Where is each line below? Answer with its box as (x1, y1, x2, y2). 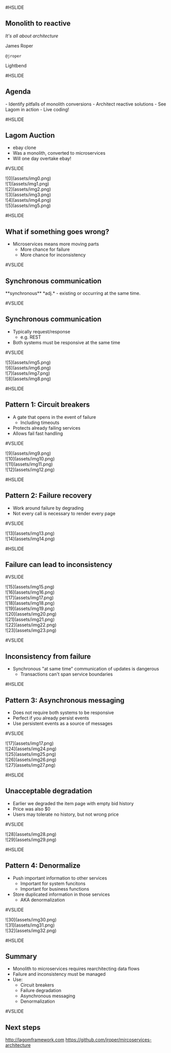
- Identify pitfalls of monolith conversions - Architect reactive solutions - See (5, 101, 166, 107)
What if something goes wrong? (5, 227, 110, 236)
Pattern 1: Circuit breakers (5, 401, 90, 409)
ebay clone (12, 144, 37, 151)
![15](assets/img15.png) (5, 584, 55, 590)
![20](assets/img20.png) (5, 611, 57, 617)
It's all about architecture (5, 33, 59, 39)
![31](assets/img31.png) (5, 922, 55, 928)
